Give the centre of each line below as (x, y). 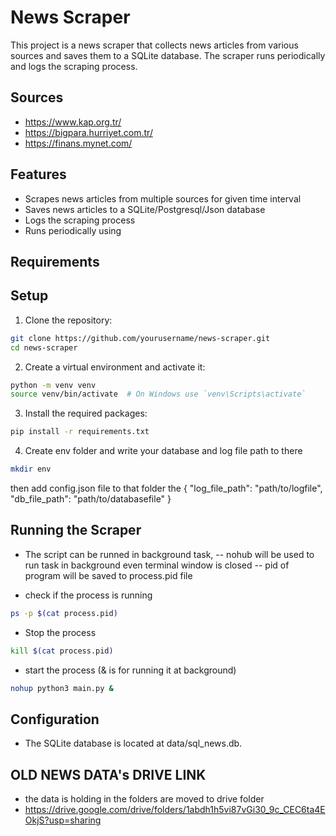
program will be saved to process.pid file (108, 575)
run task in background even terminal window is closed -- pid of (157, 565)
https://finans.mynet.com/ (78, 143)
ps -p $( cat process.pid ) (64, 613)
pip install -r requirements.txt (80, 432)
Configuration (55, 719)
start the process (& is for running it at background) (130, 670)
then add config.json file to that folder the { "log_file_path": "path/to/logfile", (166, 488)
